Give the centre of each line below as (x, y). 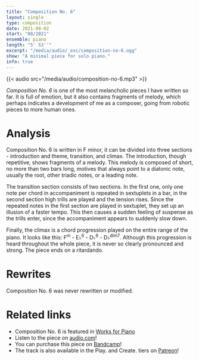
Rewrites (29, 274)
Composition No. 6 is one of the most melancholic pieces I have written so (97, 90)
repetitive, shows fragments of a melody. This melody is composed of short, (100, 162)
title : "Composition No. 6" (41, 12)
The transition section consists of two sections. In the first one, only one (95, 187)
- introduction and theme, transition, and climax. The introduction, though (96, 156)
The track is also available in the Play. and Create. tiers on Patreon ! (97, 350)
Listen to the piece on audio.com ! (56, 337)
